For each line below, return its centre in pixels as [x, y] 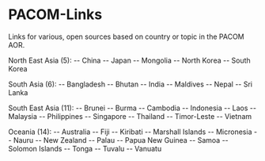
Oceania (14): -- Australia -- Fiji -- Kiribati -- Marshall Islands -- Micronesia [130, 132]
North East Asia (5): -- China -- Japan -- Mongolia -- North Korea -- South [129, 60]
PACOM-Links [55, 15]
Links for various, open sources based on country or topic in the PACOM [126, 36]
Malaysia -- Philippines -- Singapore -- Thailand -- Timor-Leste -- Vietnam [130, 116]
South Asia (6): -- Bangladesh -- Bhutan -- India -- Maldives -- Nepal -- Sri [131, 84]
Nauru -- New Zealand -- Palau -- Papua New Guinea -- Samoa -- [121, 140]
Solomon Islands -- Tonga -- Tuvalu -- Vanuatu [85, 148]
